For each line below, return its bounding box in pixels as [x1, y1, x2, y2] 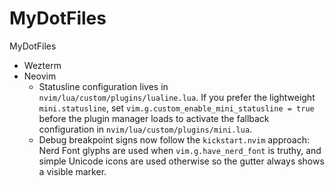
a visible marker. [38, 165, 107, 177]
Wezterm [23, 59, 62, 71]
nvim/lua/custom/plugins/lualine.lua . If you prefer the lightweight [38, 91, 316, 103]
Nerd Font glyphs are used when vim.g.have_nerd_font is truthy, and [38, 144, 322, 156]
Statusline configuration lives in [38, 80, 169, 92]
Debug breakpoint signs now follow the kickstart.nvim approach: [38, 133, 310, 146]
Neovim [23, 70, 57, 82]
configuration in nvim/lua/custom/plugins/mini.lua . [38, 123, 253, 135]
